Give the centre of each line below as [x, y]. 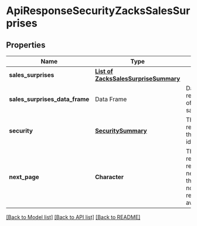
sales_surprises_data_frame [49, 99]
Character [109, 177]
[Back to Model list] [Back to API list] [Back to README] [73, 217]
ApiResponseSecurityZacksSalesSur [98, 11]
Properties [26, 45]
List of [104, 71]
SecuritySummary [121, 131]
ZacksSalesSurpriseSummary [137, 79]
